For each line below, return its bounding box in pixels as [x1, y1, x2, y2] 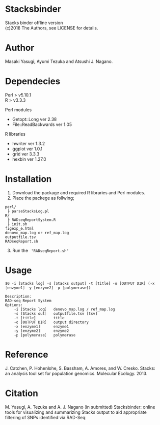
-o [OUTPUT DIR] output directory [14, 320, 89, 325]
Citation [5, 388, 38, 399]
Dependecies [5, 76, 60, 87]
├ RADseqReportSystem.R [7, 217, 56, 222]
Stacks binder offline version [5, 20, 63, 26]
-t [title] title [14, 315, 65, 320]
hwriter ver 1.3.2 [12, 140, 45, 146]
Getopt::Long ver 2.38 [12, 116, 57, 122]
